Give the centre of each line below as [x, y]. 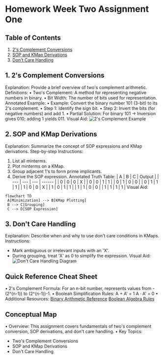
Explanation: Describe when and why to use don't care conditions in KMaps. [82, 236]
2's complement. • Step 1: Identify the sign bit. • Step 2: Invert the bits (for [80, 108]
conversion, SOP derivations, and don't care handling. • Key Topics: [74, 331]
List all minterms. [29, 161]
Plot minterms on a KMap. [38, 166]
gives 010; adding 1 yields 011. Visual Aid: [47, 119]
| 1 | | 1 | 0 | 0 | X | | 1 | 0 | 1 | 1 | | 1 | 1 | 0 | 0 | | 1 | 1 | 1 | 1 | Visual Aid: [80, 187]
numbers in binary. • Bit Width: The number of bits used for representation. [81, 98]
